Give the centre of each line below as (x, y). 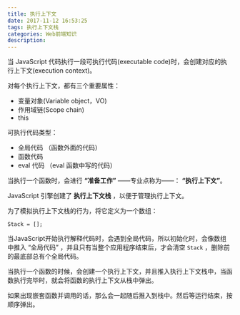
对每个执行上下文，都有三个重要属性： (64, 86)
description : (27, 41)
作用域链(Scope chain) (51, 110)
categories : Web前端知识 (42, 34)
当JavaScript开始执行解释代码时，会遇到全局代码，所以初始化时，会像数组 (117, 239)
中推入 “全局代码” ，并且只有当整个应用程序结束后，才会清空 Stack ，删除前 (119, 247)
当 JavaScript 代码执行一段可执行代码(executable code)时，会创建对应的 (114, 62)
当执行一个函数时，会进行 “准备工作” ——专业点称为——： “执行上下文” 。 (117, 181)
